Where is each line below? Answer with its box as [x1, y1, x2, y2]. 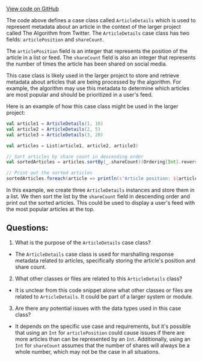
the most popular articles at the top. [6, 205, 95, 213]
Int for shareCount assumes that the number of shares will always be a [14, 342, 190, 349]
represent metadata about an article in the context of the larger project [6, 23, 182, 30]
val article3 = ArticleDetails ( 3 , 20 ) [6, 132, 103, 138]
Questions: [6, 223, 49, 233]
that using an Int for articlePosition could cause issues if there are [14, 329, 185, 336]
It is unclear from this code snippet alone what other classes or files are [14, 287, 193, 294]
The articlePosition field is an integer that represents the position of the [6, 47, 188, 55]
